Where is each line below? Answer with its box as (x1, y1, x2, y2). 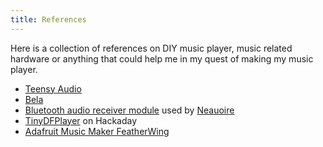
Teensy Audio (24, 82, 82, 95)
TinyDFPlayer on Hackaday (24, 114, 138, 126)
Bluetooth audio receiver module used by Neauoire (24, 104, 235, 116)
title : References (10, 14, 87, 25)
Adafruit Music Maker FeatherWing (24, 125, 170, 137)
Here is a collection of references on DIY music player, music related (10, 42, 293, 54)
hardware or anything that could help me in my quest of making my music (10, 52, 314, 65)
